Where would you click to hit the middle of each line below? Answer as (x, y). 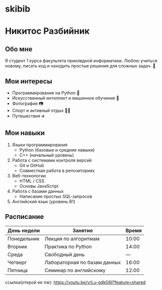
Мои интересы (29, 81)
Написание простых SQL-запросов (56, 196)
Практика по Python (68, 246)
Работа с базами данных (38, 191)
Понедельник (24, 239)
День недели (24, 230)
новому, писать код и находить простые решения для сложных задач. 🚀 (80, 66)
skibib (18, 9)
